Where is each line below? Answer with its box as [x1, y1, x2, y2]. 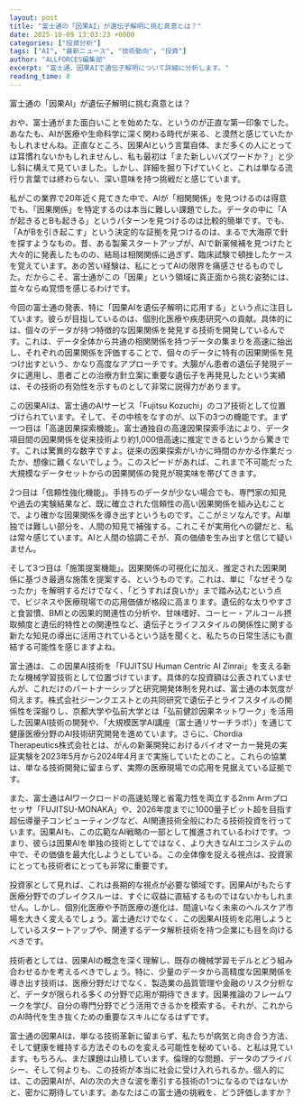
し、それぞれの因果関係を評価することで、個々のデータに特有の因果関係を [9, 346, 286, 357]
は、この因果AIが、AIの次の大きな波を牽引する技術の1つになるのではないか [9, 1075, 289, 1086]
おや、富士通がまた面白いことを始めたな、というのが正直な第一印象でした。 [9, 116, 294, 127]
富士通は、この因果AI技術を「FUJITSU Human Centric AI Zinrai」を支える [9, 660, 284, 671]
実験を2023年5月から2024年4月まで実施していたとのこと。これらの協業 [16, 751, 288, 761]
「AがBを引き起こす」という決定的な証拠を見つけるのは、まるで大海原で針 [9, 226, 289, 237]
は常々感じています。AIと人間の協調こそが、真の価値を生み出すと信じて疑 [9, 531, 285, 542]
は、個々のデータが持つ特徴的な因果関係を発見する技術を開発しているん [9, 324, 278, 335]
